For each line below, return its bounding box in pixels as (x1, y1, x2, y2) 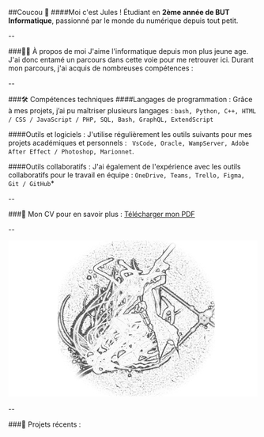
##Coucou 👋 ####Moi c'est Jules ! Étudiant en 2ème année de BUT (8, 8, 230, 17)
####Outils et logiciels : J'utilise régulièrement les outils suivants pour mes (8, 130, 253, 139)
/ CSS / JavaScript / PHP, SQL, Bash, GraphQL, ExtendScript (8, 116, 214, 123)
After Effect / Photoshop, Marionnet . (8, 146, 134, 156)
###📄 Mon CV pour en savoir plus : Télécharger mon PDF (8, 210, 195, 218)
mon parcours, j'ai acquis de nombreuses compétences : (8, 63, 194, 73)
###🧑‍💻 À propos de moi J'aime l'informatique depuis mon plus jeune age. (8, 47, 249, 55)
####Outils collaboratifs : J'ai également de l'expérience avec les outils (8, 162, 241, 171)
